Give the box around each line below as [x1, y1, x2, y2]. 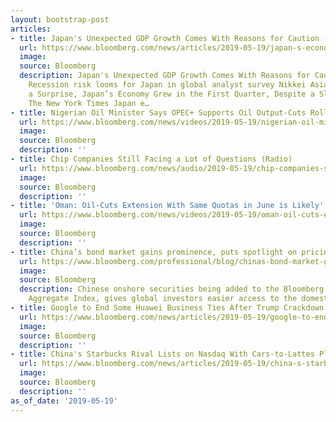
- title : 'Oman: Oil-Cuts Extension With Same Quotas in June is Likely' [10, 201, 325, 211]
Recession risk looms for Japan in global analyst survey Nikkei [28, 80, 307, 90]
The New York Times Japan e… [28, 98, 150, 108]
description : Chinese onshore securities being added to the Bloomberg [19, 284, 325, 295]
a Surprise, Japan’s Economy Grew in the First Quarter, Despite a [28, 89, 315, 99]
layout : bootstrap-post [10, 14, 110, 25]
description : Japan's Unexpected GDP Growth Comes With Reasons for [19, 71, 311, 81]
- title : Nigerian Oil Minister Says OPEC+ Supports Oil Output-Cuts [10, 107, 307, 118]
